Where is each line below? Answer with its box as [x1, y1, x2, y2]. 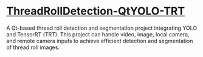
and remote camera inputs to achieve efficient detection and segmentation [6, 37, 193, 44]
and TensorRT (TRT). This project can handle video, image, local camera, [6, 30, 190, 38]
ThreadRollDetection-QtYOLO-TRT [6, 4, 185, 18]
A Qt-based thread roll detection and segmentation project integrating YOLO [6, 24, 198, 32]
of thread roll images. [6, 44, 60, 51]
